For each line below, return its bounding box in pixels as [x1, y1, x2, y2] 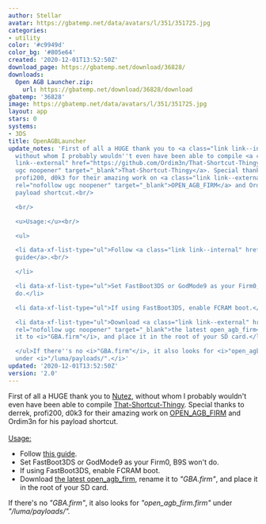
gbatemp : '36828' [8, 93, 66, 101]
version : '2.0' [8, 369, 59, 377]
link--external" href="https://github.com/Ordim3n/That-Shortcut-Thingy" [15, 160, 264, 168]
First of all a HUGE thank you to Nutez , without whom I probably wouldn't [8, 391, 247, 401]
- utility [8, 33, 41, 42]
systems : [8, 122, 37, 130]
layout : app [8, 108, 47, 116]
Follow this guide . [19, 449, 78, 458]
